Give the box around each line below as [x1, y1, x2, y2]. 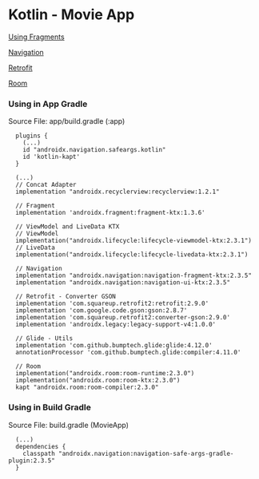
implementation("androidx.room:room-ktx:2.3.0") [15, 377, 181, 385]
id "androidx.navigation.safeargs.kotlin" [22, 146, 166, 154]
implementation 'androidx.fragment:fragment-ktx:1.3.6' [15, 209, 205, 217]
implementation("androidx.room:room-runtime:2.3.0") [15, 370, 195, 378]
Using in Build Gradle [8, 402, 92, 413]
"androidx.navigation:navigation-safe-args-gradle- [58, 449, 234, 457]
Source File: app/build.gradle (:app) [8, 117, 126, 126]
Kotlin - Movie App [8, 6, 135, 24]
